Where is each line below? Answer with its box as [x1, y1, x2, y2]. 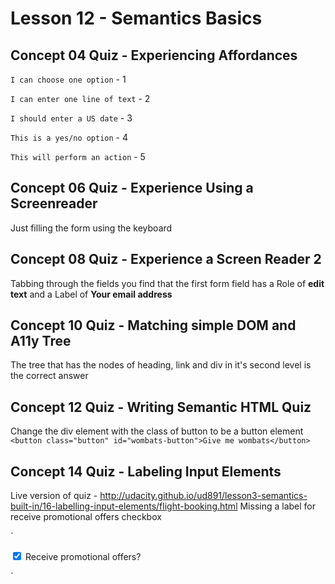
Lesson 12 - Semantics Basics [10, 7, 263, 30]
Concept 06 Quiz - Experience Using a [10, 180, 254, 197]
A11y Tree [10, 333, 72, 350]
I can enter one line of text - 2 [10, 93, 151, 104]
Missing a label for [239, 500, 317, 512]
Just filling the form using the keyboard [10, 222, 173, 234]
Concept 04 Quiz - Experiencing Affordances [10, 47, 298, 64]
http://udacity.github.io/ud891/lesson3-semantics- [99, 490, 308, 502]
